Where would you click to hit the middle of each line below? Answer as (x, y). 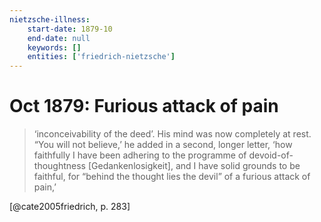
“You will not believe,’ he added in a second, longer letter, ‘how (163, 145)
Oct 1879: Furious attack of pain (144, 106)
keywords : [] (54, 47)
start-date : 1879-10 (70, 29)
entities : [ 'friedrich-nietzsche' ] (101, 57)
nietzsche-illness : (50, 19)
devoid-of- (271, 155)
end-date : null (59, 38)
